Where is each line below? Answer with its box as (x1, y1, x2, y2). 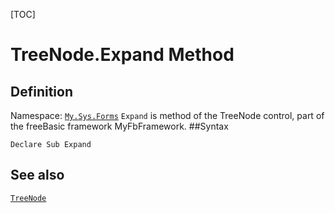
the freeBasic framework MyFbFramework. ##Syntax (10, 120, 229, 132)
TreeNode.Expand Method (10, 44, 235, 66)
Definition (10, 83, 73, 100)
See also (10, 167, 65, 184)
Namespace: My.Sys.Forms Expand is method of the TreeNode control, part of (10, 110, 325, 121)
